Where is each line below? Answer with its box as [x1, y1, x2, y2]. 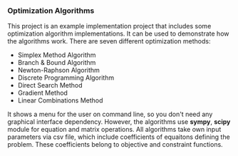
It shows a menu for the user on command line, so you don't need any [7, 110, 213, 119]
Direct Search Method [17, 81, 83, 90]
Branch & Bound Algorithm [17, 58, 96, 67]
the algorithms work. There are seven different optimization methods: [7, 37, 211, 46]
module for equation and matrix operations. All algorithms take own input [7, 125, 222, 134]
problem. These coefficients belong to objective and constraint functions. [7, 140, 223, 149]
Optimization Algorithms [7, 6, 95, 16]
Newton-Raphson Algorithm [17, 66, 100, 75]
